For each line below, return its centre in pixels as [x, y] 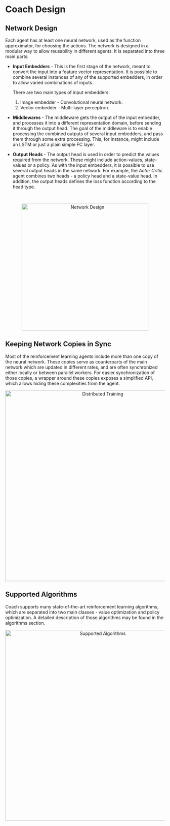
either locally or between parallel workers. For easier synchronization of [80, 373]
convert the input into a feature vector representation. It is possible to [85, 72]
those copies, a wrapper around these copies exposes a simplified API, [79, 378]
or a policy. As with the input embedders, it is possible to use [91, 165]
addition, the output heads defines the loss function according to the [84, 181]
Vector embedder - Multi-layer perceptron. [65, 108]
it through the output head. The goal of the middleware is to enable [82, 128]
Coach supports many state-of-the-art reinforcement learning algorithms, [82, 606]
